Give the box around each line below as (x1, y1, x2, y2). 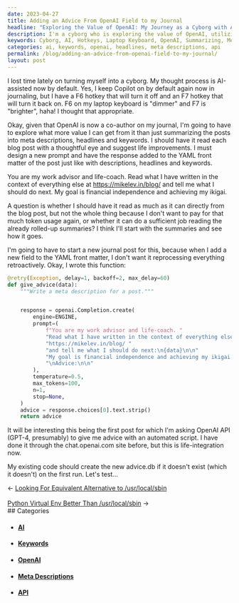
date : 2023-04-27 (7, 10, 59, 18)
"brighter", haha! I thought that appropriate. (7, 106, 134, 115)
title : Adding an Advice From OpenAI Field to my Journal (7, 17, 183, 24)
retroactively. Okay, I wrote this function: (7, 260, 126, 269)
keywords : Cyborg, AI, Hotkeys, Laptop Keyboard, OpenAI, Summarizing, (7, 37, 224, 44)
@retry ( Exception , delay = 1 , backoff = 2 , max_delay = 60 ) (7, 274, 171, 282)
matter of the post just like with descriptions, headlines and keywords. (7, 158, 213, 167)
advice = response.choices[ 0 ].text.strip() (20, 406, 152, 414)
